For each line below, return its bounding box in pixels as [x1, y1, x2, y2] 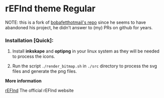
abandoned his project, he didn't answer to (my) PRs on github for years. [5, 24, 153, 30]
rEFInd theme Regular [5, 3, 96, 14]
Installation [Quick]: [5, 37, 54, 44]
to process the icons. [12, 53, 55, 59]
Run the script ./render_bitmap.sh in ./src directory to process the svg [12, 63, 158, 69]
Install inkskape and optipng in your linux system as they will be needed [12, 48, 160, 54]
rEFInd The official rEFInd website [5, 88, 74, 94]
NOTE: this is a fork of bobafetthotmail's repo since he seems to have [5, 19, 146, 25]
